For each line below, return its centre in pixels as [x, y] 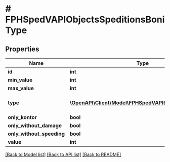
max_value [21, 88]
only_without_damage [35, 126]
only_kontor [22, 117]
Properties [22, 49]
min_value [20, 80]
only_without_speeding [36, 134]
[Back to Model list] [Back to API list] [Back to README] [63, 154]
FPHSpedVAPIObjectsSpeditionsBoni [85, 19]
